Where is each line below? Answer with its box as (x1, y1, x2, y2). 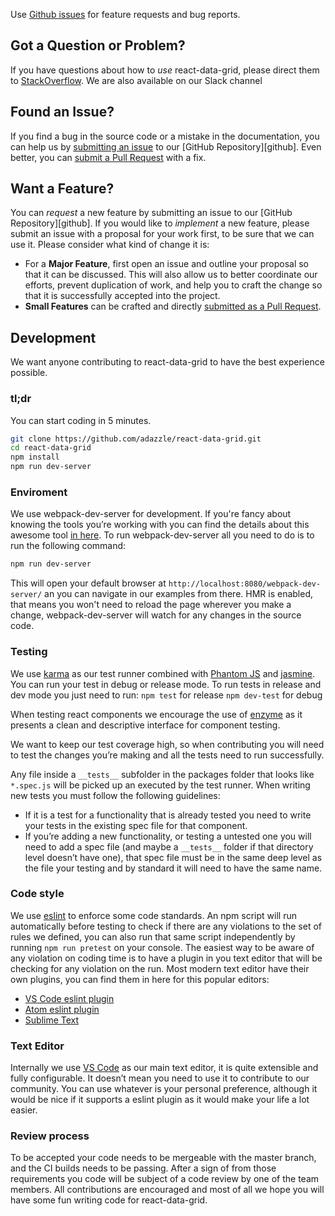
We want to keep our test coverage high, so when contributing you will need (10, 738, 325, 750)
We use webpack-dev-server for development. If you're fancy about (10, 508, 292, 520)
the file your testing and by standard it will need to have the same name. (24, 862, 323, 874)
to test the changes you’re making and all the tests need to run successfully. (10, 749, 325, 761)
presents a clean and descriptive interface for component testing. (10, 719, 281, 731)
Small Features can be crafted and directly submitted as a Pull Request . (24, 300, 322, 313)
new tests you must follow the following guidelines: (10, 789, 221, 801)
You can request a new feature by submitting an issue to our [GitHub (10, 207, 293, 219)
